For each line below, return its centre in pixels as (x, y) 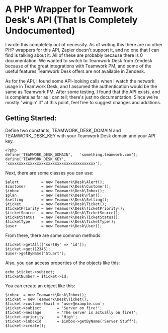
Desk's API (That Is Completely (71, 20)
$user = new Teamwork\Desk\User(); (54, 226)
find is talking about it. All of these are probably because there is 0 (74, 55)
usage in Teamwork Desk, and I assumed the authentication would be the (81, 86)
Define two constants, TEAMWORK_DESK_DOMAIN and (63, 130)
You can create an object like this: (40, 286)
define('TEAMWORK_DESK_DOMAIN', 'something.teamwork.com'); (72, 154)
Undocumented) (40, 31)
